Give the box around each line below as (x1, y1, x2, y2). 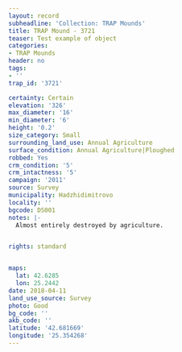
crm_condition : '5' (8, 161, 74, 169)
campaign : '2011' (8, 176, 67, 184)
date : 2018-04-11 (8, 287, 67, 295)
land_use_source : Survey (8, 294, 92, 302)
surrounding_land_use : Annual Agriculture (8, 139, 153, 147)
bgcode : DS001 (8, 206, 56, 214)
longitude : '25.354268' (8, 332, 89, 340)
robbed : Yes (8, 154, 48, 162)
